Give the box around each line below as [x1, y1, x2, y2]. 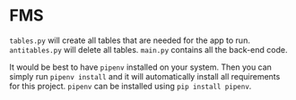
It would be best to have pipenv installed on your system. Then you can [9, 62, 272, 72]
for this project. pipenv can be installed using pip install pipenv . [9, 80, 252, 91]
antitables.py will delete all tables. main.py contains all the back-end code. [9, 44, 288, 54]
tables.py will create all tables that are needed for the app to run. [9, 35, 251, 46]
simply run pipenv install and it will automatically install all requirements [9, 71, 281, 81]
